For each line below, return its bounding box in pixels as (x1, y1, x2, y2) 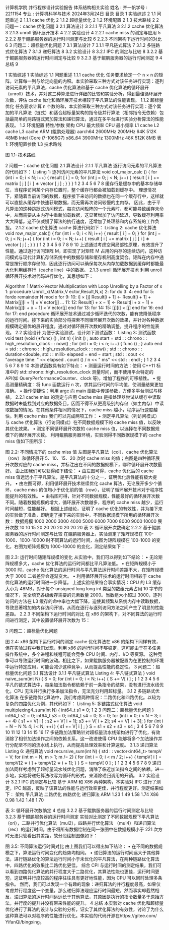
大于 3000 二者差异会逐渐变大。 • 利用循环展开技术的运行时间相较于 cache (5, 573, 161, 579)
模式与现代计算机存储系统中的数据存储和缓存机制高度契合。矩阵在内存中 (9, 254, 159, 260)
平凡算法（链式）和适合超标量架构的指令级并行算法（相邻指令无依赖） (14, 110, 159, 115)
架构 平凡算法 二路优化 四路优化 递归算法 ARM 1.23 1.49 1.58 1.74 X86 (15, 791, 159, 797)
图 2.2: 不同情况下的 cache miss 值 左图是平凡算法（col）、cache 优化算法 (5, 449, 158, 455)
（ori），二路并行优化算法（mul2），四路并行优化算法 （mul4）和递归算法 (5, 820, 156, 826)
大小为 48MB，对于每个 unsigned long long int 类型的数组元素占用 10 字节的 (5, 586, 162, 591)
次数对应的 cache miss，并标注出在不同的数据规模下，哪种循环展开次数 (9, 462, 158, 467)
